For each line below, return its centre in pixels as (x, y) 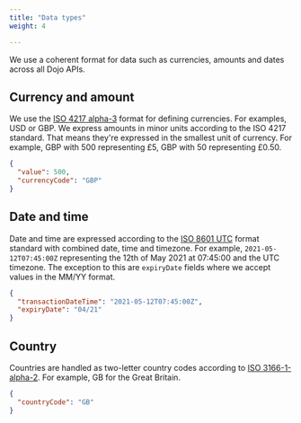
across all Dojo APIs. (47, 69)
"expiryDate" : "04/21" (60, 310)
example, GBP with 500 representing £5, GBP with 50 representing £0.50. (146, 147)
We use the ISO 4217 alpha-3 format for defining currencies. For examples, (148, 119)
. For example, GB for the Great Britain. (109, 377)
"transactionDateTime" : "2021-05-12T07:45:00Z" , (110, 302)
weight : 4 (28, 26)
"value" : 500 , (44, 172)
